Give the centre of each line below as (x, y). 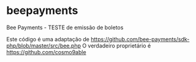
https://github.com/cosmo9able (47, 52)
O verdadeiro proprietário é (117, 46)
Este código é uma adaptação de (48, 39)
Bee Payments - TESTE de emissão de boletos (65, 27)
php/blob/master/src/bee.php (44, 46)
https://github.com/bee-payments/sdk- (140, 39)
